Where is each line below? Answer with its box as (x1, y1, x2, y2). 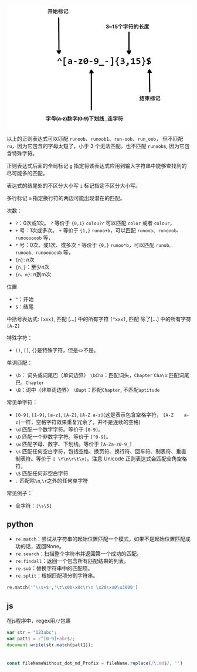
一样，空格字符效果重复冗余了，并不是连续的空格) (21, 418, 141, 425)
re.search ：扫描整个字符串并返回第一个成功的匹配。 (15, 550, 142, 557)
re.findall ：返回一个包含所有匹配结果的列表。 (15, 558, 130, 565)
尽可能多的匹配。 (6, 169, 48, 177)
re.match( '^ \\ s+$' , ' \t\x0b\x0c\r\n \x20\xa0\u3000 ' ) (6, 585, 138, 590)
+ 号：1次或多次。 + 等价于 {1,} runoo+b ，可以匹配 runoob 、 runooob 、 (15, 226, 182, 233)
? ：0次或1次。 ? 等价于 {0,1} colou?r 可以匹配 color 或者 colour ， (15, 219, 175, 226)
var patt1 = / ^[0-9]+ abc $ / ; (6, 636, 76, 642)
